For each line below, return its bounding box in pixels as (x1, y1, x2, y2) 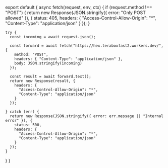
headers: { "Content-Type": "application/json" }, (14, 56, 123, 61)
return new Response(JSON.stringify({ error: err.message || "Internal (10, 114, 164, 119)
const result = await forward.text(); (10, 74, 92, 79)
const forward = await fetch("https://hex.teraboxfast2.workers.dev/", (10, 43, 164, 48)
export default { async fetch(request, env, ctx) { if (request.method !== (5, 5, 152, 10)
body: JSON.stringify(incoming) (14, 61, 82, 66)
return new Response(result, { (10, 78, 76, 83)
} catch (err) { (5, 109, 39, 114)
